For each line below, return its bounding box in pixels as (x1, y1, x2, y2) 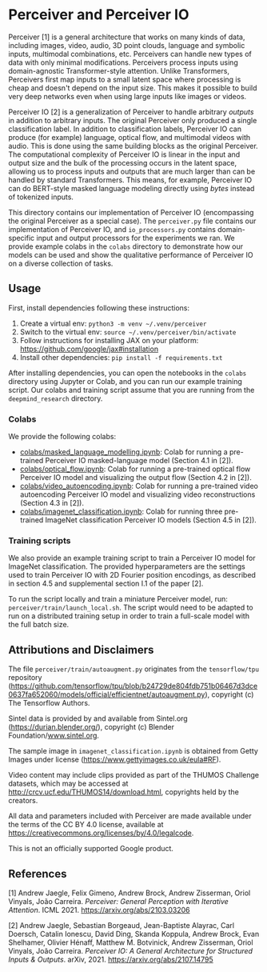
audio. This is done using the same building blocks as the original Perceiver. (8, 141, 258, 150)
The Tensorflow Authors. (8, 698, 90, 708)
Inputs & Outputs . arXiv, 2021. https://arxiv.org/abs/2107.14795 (8, 954, 213, 964)
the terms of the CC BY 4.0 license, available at (8, 820, 164, 830)
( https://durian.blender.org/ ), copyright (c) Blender (8, 722, 174, 732)
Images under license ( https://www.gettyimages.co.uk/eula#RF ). (8, 754, 221, 765)
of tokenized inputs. (8, 192, 74, 202)
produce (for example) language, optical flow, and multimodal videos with (8, 132, 250, 142)
